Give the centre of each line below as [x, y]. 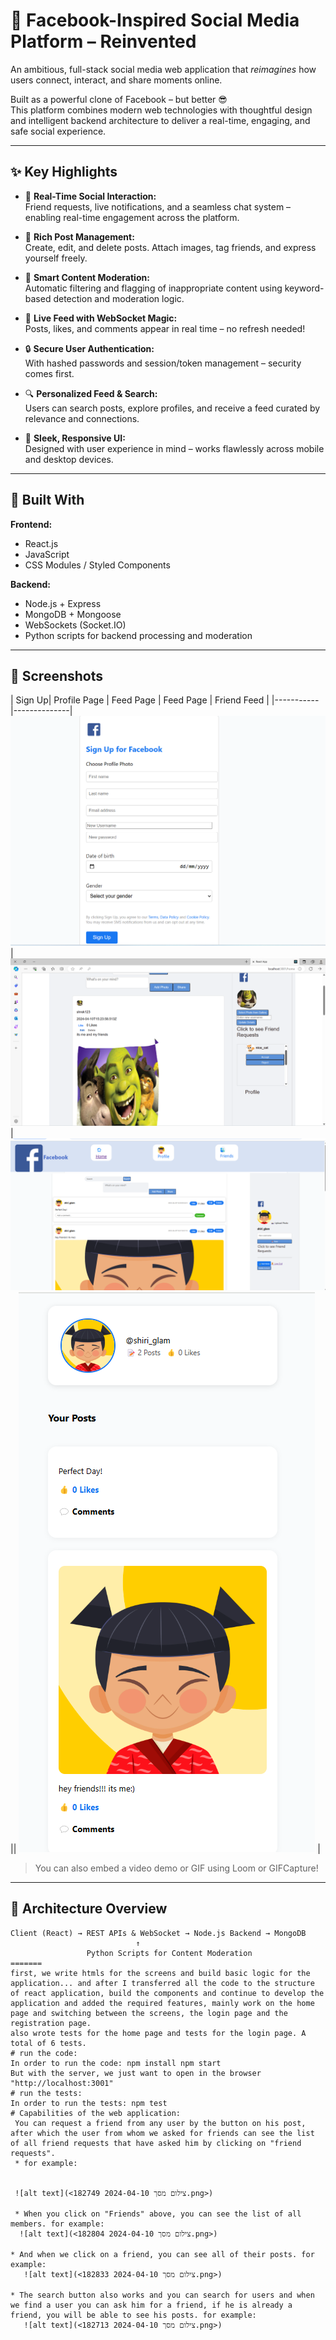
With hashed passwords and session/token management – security [163, 363]
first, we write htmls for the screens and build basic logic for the [160, 1973]
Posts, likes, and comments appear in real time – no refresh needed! [165, 328]
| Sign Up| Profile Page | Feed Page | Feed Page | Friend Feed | [140, 700]
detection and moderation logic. [119, 298]
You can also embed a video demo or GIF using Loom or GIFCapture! [176, 1868]
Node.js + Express [63, 603]
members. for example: [57, 2224]
